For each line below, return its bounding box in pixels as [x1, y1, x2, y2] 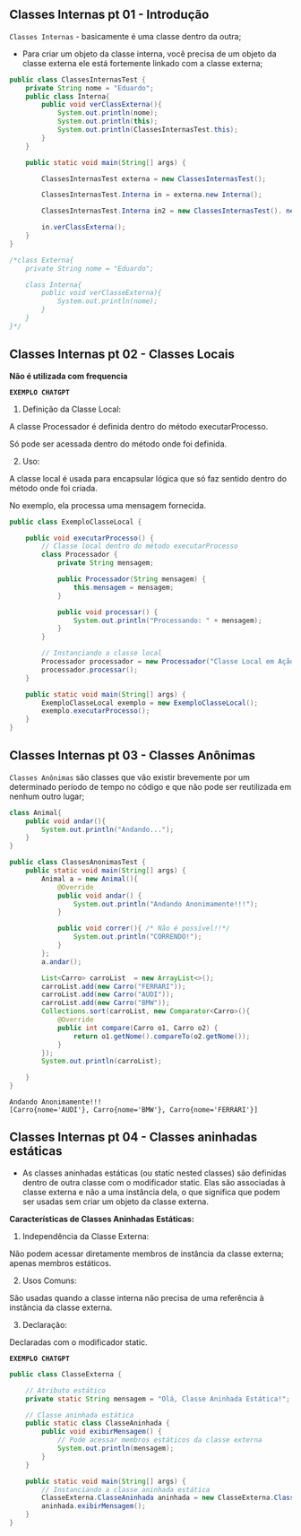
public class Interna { [25, 91, 110, 101]
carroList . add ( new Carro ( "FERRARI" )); [41, 982, 186, 991]
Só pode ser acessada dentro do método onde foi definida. [9, 438, 228, 449]
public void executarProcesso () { [25, 534, 154, 542]
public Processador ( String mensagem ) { [56, 575, 206, 584]
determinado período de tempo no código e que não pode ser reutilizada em [9, 781, 292, 792]
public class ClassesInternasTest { [9, 75, 146, 84]
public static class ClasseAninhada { [25, 1419, 170, 1428]
